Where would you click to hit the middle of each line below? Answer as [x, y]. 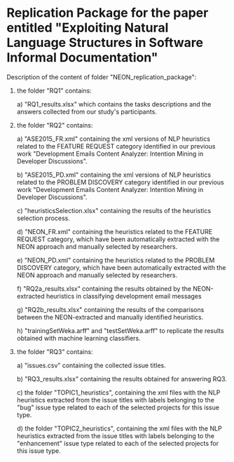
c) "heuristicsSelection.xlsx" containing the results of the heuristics [114, 210]
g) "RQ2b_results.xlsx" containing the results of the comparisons [110, 309]
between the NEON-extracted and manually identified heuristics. [110, 317]
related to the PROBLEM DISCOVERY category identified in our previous [121, 182]
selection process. [43, 218]
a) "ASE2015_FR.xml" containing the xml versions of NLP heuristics [113, 139]
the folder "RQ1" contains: [54, 90]
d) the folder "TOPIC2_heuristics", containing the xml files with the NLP [119, 428]
